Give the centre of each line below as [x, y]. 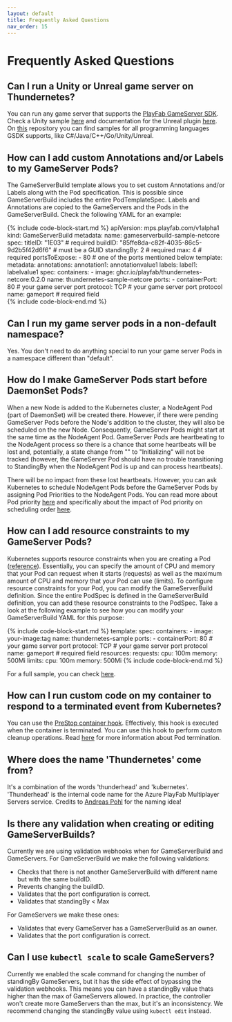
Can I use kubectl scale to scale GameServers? [111, 957]
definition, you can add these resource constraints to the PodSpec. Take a [113, 603]
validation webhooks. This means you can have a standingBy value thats [110, 989]
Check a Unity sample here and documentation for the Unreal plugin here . [112, 121]
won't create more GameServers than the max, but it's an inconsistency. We [115, 1003]
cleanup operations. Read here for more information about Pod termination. [114, 738]
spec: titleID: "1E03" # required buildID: [63, 243]
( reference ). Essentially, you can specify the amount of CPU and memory [111, 566]
